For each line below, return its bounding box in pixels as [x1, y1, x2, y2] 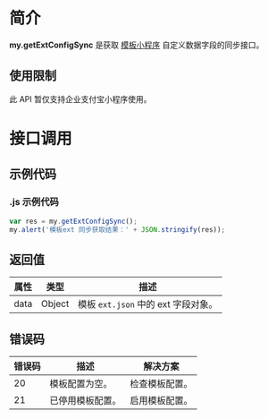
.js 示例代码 [9, 196, 60, 209]
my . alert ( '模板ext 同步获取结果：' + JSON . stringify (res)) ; [9, 225, 226, 234]
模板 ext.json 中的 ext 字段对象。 [77, 298, 218, 311]
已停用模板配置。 [49, 395, 122, 406]
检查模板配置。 [130, 378, 194, 389]
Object [41, 297, 70, 310]
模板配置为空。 [49, 378, 113, 389]
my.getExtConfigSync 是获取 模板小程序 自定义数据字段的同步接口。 [9, 39, 264, 50]
